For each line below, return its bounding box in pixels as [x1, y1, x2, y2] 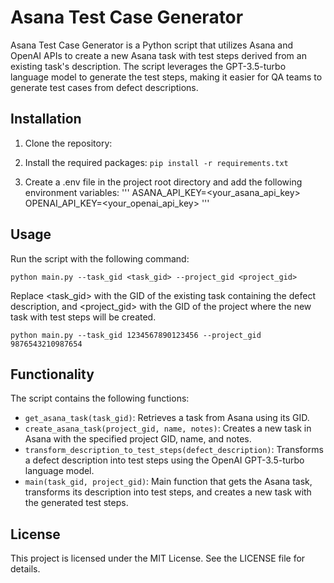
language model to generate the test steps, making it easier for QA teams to [10, 71, 323, 83]
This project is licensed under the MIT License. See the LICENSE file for [10, 552, 306, 565]
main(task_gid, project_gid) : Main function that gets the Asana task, [24, 476, 313, 488]
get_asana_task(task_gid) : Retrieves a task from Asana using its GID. [24, 412, 310, 424]
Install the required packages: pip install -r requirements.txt [24, 156, 289, 168]
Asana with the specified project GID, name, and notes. [24, 433, 252, 445]
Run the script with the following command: [10, 252, 190, 265]
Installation [10, 111, 82, 128]
